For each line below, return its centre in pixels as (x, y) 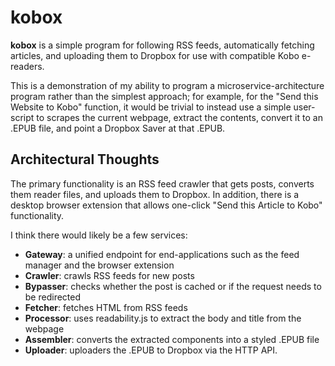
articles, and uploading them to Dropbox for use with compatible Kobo (155, 55)
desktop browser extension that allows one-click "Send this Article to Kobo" (166, 205)
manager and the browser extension (99, 265)
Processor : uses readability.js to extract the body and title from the (163, 318)
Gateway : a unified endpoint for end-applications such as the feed (162, 254)
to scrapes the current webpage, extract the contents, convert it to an (179, 117)
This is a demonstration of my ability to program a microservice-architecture (167, 85)
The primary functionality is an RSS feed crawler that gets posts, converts (162, 183)
